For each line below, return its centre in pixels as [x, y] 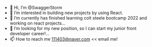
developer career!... [30, 34]
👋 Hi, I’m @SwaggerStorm [36, 8]
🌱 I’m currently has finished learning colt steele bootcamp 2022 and [78, 18]
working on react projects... [38, 23]
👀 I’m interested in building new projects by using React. [66, 13]
